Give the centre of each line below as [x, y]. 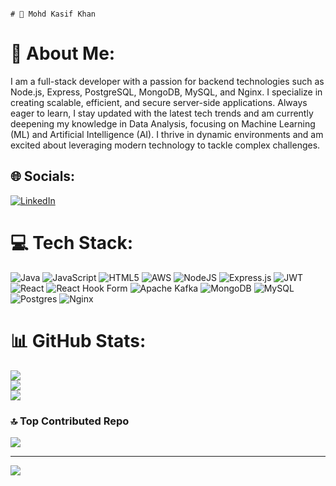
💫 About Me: [63, 53]
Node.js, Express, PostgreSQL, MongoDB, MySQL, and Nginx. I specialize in [166, 92]
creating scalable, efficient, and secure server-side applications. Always [159, 102]
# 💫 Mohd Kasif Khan [53, 14]
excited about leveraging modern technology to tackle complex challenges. [165, 145]
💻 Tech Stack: [72, 242]
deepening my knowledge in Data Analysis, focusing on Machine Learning [163, 123]
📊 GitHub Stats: [78, 340]
